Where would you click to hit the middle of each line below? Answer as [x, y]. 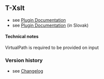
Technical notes [22, 37]
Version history [24, 60]
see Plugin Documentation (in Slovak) [50, 25]
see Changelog [28, 71]
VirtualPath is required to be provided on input [52, 48]
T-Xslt [15, 8]
